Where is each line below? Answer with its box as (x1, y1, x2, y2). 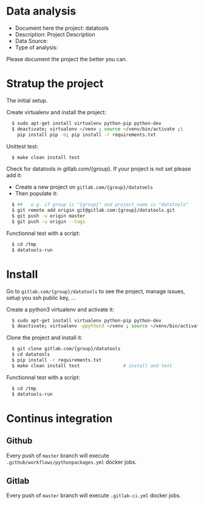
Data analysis (6, 4, 76, 18)
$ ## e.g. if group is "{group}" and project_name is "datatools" (12, 202, 189, 208)
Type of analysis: (15, 44, 58, 51)
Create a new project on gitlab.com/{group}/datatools (15, 183, 154, 191)
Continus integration (6, 412, 113, 425)
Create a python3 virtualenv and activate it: (6, 305, 114, 313)
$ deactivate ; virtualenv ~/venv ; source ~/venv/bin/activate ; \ (12, 126, 183, 132)
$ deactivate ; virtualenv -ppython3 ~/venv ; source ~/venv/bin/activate (12, 323, 202, 329)
